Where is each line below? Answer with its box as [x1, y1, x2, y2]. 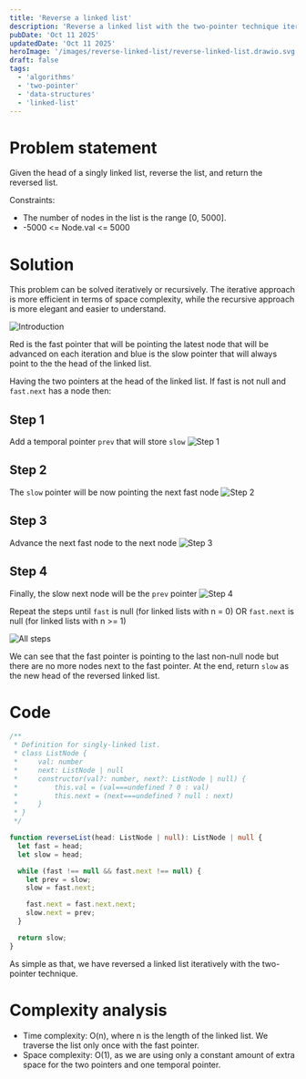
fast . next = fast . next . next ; [25, 899, 137, 909]
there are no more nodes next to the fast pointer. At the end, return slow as [9, 660, 290, 671]
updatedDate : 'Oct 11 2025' [9, 38, 117, 48]
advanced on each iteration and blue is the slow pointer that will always [9, 348, 278, 360]
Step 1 [9, 412, 46, 427]
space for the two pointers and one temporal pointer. [22, 1059, 221, 1070]
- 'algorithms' [17, 73, 76, 82]
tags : [9, 65, 30, 74]
